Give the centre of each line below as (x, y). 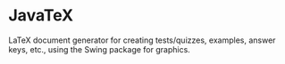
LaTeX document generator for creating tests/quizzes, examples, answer (142, 40)
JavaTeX (41, 16)
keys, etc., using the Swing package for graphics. (100, 49)
